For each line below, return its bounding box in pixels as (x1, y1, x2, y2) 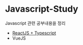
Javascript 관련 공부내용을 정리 (5, 20, 66, 26)
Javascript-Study (5, 3, 79, 15)
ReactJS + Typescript (12, 30, 56, 36)
